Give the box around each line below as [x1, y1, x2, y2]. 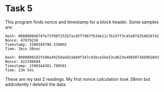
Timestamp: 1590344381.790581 [5, 63, 67, 68]
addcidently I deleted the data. [5, 81, 67, 87]
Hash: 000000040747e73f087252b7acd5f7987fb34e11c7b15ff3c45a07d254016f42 [5, 34, 160, 38]
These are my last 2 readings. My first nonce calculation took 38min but [5, 76, 151, 82]
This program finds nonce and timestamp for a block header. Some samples [5, 19, 159, 25]
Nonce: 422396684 [5, 59, 41, 64]
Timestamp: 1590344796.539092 [5, 42, 67, 47]
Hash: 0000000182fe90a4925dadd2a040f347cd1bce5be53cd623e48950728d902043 [5, 55, 160, 60]
